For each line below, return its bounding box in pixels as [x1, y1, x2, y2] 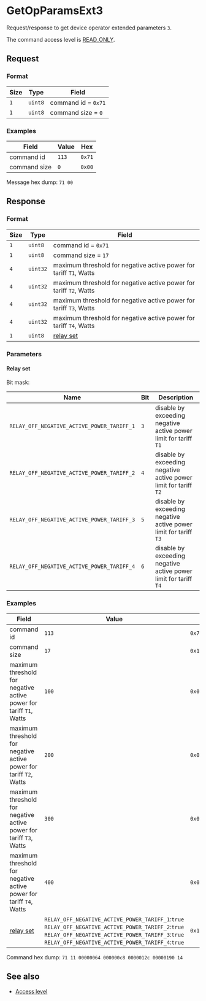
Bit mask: [6, 378, 30, 386]
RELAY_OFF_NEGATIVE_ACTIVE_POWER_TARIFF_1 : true [44, 915, 185, 924]
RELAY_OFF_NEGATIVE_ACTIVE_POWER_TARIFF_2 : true [44, 922, 185, 931]
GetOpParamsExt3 [6, 4, 103, 18]
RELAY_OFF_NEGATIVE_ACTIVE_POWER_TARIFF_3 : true [44, 930, 185, 939]
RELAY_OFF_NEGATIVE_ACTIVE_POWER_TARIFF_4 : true [44, 938, 185, 946]
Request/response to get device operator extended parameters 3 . [6, 24, 172, 31]
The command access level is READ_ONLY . [6, 36, 115, 43]
